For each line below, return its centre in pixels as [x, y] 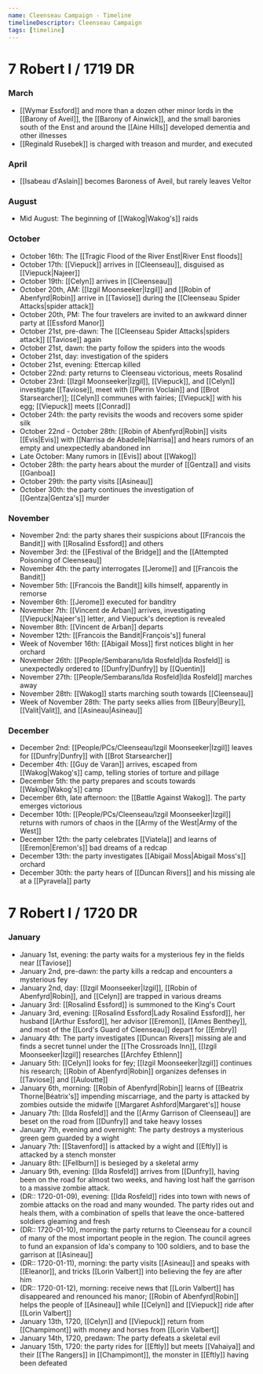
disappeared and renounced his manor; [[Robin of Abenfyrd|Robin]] [129, 1296]
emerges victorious [51, 806]
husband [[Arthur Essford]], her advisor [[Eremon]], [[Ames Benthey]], [133, 1021]
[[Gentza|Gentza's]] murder [64, 497]
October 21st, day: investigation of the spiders [94, 356]
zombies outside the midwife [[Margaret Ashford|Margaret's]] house [130, 1104]
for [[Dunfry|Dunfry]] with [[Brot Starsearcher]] [96, 756]
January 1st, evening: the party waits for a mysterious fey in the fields [132, 954]
